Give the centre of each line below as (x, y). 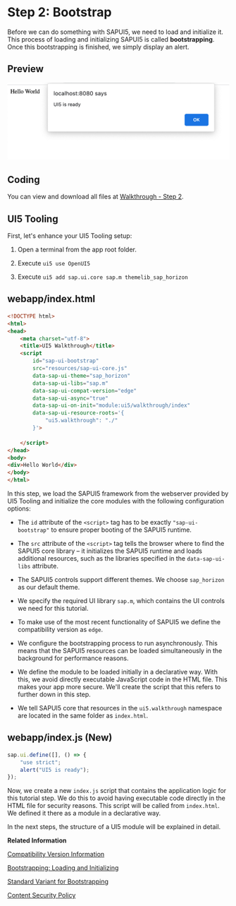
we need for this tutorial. (53, 609)
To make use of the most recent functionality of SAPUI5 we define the (119, 622)
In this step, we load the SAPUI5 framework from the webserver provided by (118, 494)
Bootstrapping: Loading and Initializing (63, 868)
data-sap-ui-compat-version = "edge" (85, 391)
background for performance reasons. (73, 658)
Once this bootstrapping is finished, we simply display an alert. (98, 47)
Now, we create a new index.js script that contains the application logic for (117, 791)
